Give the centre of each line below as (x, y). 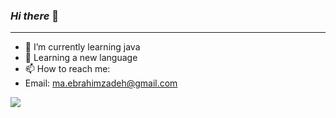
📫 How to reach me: (67, 69)
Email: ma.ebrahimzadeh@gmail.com (101, 83)
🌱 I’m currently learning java (82, 47)
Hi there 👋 (34, 16)
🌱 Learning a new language (81, 58)
